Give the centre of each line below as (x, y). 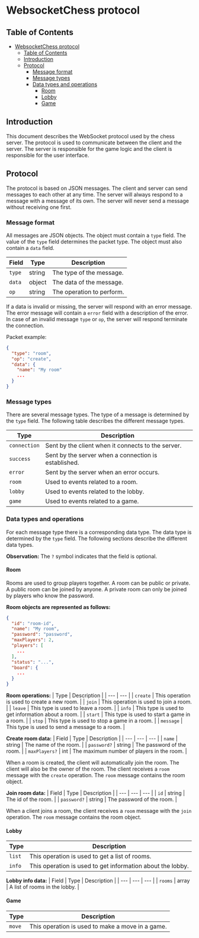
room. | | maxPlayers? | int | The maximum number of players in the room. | (97, 751)
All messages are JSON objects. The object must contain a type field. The (96, 235)
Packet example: (26, 337)
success (20, 459)
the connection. (25, 325)
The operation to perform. (88, 291)
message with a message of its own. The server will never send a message (98, 201)
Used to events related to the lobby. (95, 492)
